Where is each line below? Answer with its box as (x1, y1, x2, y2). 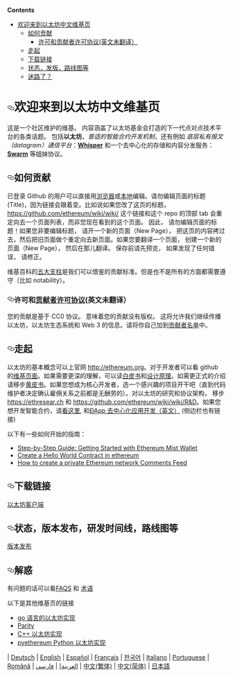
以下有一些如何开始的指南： (7, 430, 87, 438)
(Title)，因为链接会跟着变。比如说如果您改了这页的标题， (7, 200, 170, 209)
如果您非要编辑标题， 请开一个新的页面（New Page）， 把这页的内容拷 (19, 226, 220, 235)
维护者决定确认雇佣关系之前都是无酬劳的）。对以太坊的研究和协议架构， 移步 (7, 389, 225, 397)
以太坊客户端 (7, 500, 44, 508)
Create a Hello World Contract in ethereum (17, 451, 139, 459)
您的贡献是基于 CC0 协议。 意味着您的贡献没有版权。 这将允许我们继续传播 (7, 312, 222, 320)
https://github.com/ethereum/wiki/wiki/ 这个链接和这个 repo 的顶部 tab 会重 (7, 209, 223, 218)
